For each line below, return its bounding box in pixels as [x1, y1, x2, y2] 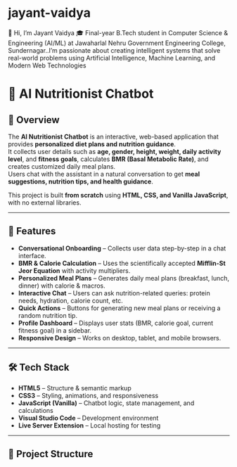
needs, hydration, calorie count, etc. [18, 296, 124, 305]
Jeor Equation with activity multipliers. [18, 266, 131, 275]
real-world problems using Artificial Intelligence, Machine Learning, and [8, 53, 216, 62]
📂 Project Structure [8, 448, 94, 460]
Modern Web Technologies [8, 61, 87, 70]
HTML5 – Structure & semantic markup [18, 383, 132, 392]
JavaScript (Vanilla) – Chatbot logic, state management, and [18, 399, 195, 407]
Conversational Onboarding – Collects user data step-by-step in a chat [18, 244, 226, 252]
